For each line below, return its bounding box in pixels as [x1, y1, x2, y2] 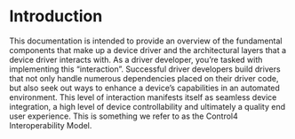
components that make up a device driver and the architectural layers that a [9, 44, 287, 55]
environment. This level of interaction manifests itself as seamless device [9, 91, 277, 103]
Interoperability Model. [9, 120, 92, 130]
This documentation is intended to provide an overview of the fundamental [9, 35, 283, 46]
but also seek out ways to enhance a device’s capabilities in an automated [9, 82, 280, 93]
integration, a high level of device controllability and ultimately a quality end [9, 101, 286, 112]
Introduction [9, 6, 103, 27]
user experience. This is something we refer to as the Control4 [9, 111, 238, 121]
